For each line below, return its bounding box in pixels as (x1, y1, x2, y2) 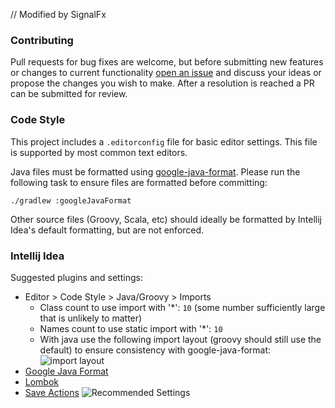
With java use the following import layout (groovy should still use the (39, 333, 322, 345)
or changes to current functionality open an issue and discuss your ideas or (10, 67, 322, 79)
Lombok (24, 375, 60, 388)
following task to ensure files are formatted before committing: (10, 176, 268, 188)
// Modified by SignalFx (10, 9, 107, 20)
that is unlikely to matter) (39, 312, 143, 324)
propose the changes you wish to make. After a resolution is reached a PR (10, 77, 315, 89)
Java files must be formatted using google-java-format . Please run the (10, 165, 301, 178)
